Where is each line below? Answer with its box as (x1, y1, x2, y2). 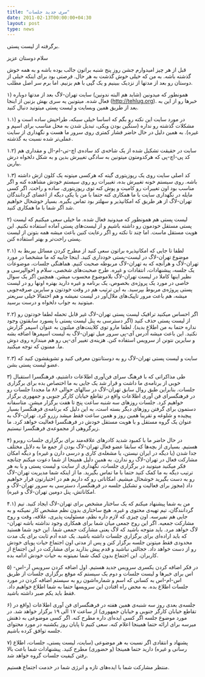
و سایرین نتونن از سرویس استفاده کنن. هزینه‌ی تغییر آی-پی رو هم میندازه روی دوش (7, 336, 195, 344)
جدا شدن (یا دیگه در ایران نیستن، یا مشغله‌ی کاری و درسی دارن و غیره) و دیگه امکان (7, 449, 197, 457)
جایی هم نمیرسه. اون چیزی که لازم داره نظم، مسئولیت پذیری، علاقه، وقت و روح (7, 513, 188, 521)
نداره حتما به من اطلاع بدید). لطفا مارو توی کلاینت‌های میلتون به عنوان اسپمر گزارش (7, 323, 196, 331)
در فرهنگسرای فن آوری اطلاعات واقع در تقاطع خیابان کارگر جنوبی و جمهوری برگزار (7, 392, 195, 399)
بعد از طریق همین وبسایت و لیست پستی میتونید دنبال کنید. (7, 104, 139, 111)
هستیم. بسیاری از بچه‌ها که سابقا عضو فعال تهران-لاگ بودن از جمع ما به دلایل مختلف (7, 443, 198, 451)
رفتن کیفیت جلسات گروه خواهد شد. (7, 652, 89, 659)
